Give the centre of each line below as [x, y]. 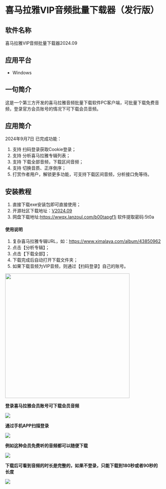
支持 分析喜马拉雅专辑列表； [41, 156]
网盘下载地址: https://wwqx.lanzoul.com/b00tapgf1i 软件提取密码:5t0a [83, 217]
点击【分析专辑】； [31, 248]
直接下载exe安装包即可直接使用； [46, 204]
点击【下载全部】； [31, 254]
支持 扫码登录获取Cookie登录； [44, 150]
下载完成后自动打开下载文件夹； [45, 260]
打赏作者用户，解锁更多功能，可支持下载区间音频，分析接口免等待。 [82, 174]
